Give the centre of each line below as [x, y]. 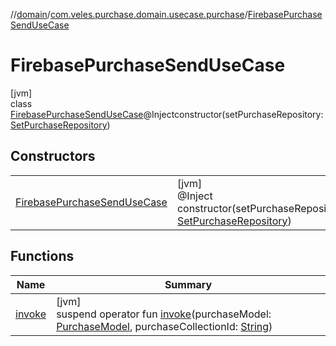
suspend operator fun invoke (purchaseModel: [164, 314]
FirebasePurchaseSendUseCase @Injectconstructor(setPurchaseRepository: [167, 114]
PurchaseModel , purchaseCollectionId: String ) [164, 326]
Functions [42, 256]
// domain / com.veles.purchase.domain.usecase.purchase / [129, 14]
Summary [188, 284]
